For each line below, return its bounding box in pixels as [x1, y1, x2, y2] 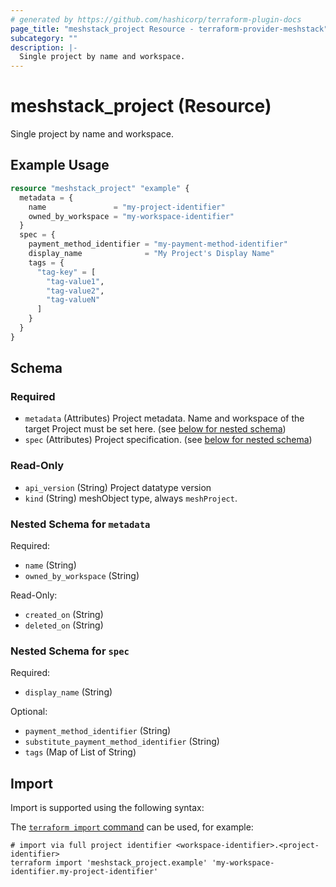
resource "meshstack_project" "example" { [10, 183, 190, 193]
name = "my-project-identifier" [28, 202, 226, 212]
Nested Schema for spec [10, 644, 130, 658]
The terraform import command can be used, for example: [10, 821, 254, 833]
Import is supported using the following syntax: [10, 802, 205, 814]
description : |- [10, 42, 78, 53]
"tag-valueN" [46, 295, 101, 305]
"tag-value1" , [46, 276, 105, 286]
